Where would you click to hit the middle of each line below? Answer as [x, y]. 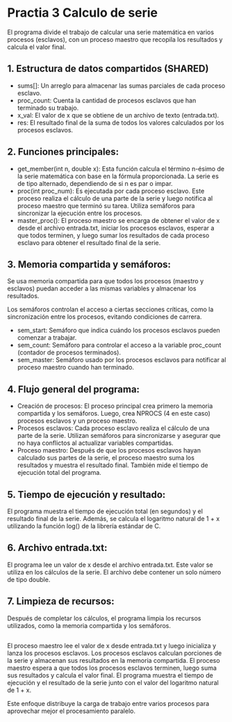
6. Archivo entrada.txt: [57, 548]
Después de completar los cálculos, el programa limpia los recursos [104, 618]
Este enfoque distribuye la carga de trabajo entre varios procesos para [108, 704]
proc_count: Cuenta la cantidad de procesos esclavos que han [107, 100]
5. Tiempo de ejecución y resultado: [86, 495]
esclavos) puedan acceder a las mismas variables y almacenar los [102, 289]
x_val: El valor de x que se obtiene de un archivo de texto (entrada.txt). [118, 115]
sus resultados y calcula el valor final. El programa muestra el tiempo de [110, 675]
